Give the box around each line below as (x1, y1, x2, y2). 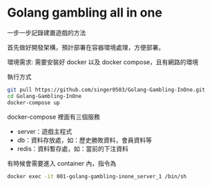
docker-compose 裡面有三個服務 (7, 112, 100, 121)
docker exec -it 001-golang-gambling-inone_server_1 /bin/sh (7, 173, 187, 180)
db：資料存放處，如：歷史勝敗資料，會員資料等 (17, 136, 152, 144)
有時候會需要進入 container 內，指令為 (7, 159, 117, 167)
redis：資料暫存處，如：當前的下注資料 (17, 144, 129, 152)
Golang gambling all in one (7, 5, 162, 21)
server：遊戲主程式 (17, 127, 73, 135)
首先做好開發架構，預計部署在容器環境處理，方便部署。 (7, 43, 164, 51)
